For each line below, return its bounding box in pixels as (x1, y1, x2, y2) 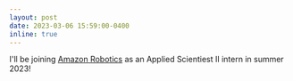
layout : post (9, 12, 58, 22)
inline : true (9, 29, 58, 38)
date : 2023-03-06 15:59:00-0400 (9, 21, 130, 30)
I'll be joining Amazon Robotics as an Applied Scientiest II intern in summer (9, 54, 284, 65)
